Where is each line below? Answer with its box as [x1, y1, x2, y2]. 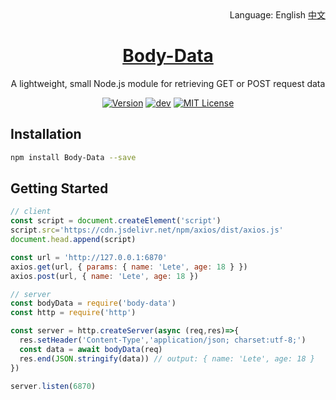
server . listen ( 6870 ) [10, 381, 97, 391]
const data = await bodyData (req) [19, 344, 163, 354]
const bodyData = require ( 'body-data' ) [10, 298, 177, 309]
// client [10, 207, 52, 217]
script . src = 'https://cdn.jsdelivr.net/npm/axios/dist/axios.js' [10, 225, 284, 236]
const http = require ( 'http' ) [10, 308, 137, 318]
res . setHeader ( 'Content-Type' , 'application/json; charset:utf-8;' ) [19, 335, 307, 346]
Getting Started [10, 180, 109, 197]
